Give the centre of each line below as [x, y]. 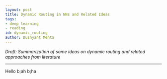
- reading [15, 28]
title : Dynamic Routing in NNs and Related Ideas [58, 14]
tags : [11, 19]
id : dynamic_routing [27, 33]
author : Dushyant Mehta [30, 38]
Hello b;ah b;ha [21, 71]
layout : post [19, 10]
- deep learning [22, 24]
